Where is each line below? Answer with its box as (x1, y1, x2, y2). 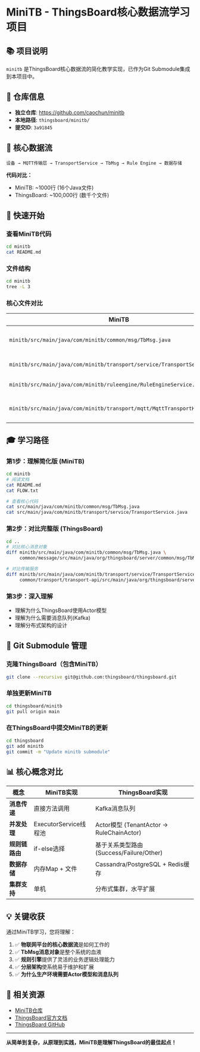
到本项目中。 (6, 73, 37, 80)
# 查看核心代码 (6, 498, 39, 504)
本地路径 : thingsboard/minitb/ (14, 116, 90, 123)
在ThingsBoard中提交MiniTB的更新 (6, 724, 108, 732)
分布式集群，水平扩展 (95, 885, 155, 893)
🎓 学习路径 (6, 435, 49, 445)
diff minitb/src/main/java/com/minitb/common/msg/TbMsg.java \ (6, 550, 167, 555)
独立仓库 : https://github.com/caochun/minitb (14, 108, 125, 116)
